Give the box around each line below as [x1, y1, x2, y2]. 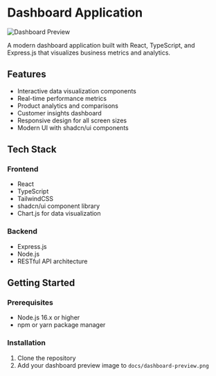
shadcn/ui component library [17, 202, 100, 210]
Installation [7, 338, 46, 348]
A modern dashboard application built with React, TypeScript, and [7, 41, 195, 49]
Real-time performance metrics [17, 94, 107, 102]
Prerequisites [7, 298, 53, 308]
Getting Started [7, 277, 75, 289]
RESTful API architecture [17, 257, 88, 265]
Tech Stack [7, 144, 57, 156]
